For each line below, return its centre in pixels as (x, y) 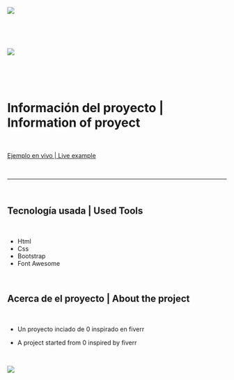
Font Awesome (39, 263)
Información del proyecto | (85, 108)
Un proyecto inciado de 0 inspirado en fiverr (81, 329)
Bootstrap (31, 256)
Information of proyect (74, 123)
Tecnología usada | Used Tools (75, 211)
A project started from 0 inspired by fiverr (77, 342)
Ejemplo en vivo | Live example (52, 155)
